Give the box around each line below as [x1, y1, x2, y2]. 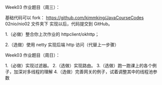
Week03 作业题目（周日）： [5, 52, 60, 58]
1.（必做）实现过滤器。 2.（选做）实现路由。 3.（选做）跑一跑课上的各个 [5, 63, 153, 68]
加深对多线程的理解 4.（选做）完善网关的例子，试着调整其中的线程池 [13, 69, 153, 75]
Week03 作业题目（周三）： [5, 4, 60, 10]
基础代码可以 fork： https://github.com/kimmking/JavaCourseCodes [5, 15, 144, 21]
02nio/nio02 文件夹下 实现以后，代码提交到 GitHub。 [5, 21, 113, 27]
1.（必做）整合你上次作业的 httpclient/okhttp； [5, 31, 100, 37]
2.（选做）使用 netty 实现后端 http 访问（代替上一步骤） [5, 42, 120, 48]
